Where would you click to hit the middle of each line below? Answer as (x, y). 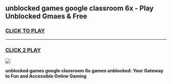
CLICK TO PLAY (25, 31)
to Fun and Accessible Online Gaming (46, 76)
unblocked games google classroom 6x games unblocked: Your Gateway (84, 70)
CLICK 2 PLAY (23, 50)
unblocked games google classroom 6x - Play (80, 8)
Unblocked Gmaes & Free (46, 17)
